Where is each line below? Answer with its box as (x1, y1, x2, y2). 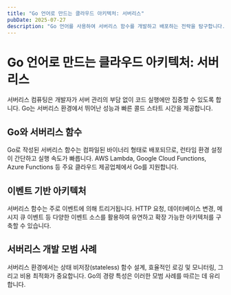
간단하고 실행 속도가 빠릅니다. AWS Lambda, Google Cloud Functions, (14, 154, 207, 163)
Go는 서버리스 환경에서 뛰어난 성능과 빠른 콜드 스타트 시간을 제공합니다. (21, 104, 213, 113)
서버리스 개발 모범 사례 (7, 244, 98, 255)
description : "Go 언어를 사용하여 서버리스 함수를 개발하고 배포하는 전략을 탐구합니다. (7, 23, 225, 29)
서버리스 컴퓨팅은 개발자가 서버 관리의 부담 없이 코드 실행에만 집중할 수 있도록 (7, 95, 214, 104)
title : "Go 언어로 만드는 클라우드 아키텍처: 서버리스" (7, 10, 144, 17)
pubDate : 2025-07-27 (7, 16, 67, 23)
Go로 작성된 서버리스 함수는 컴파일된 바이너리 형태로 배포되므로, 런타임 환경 (7, 145, 210, 154)
